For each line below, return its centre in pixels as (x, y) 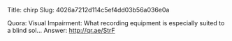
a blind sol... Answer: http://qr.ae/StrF (61, 30)
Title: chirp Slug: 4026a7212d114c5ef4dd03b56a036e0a (88, 10)
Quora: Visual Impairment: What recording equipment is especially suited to (116, 23)
